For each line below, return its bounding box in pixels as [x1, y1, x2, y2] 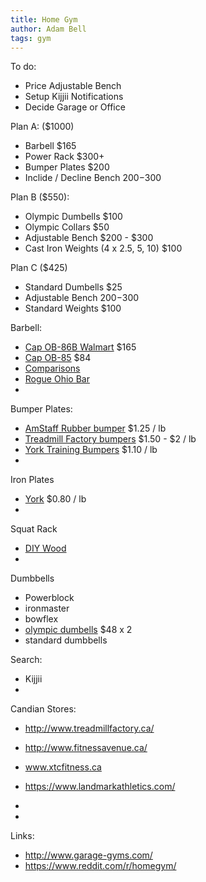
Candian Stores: [10, 703, 77, 715]
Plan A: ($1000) [10, 121, 75, 133]
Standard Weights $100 [24, 302, 122, 315]
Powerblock [24, 592, 75, 604]
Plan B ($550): [10, 191, 70, 203]
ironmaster [24, 602, 70, 615]
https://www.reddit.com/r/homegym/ [24, 860, 177, 872]
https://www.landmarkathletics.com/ [24, 781, 176, 793]
